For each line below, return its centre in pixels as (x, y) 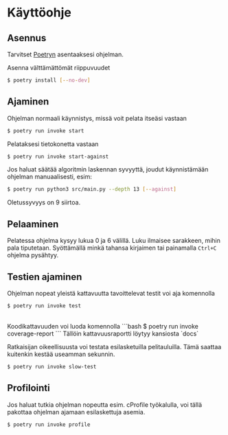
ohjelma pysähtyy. (33, 255)
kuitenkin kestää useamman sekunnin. (61, 354)
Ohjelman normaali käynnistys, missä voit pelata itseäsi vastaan (97, 118)
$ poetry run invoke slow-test (52, 366)
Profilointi (28, 388)
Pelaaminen (33, 224)
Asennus (27, 38)
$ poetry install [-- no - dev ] (49, 80)
